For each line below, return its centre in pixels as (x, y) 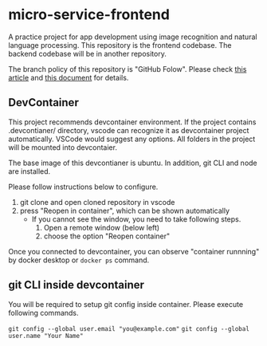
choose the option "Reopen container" (107, 236)
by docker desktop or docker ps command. (79, 260)
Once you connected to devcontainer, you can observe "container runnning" (134, 251)
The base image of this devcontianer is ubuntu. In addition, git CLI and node (133, 163)
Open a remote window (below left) (102, 227)
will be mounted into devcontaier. (63, 147)
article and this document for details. (69, 77)
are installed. (29, 171)
